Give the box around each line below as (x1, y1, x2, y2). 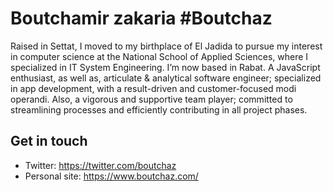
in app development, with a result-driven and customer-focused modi (10, 82, 297, 94)
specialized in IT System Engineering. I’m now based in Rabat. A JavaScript (10, 61, 321, 73)
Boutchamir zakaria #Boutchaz (10, 7, 273, 30)
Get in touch (10, 133, 88, 150)
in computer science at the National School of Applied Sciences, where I (10, 50, 309, 62)
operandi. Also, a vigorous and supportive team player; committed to (10, 93, 293, 105)
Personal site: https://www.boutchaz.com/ (24, 170, 199, 182)
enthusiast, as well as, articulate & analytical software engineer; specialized (10, 72, 322, 84)
